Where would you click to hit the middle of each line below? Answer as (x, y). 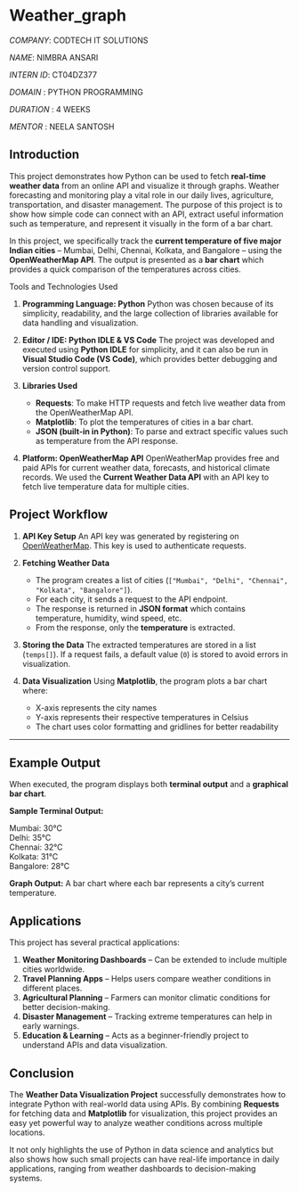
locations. (27, 1132)
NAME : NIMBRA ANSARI (54, 57)
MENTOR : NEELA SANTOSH (62, 127)
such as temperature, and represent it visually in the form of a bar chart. (141, 223)
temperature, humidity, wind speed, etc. (109, 618)
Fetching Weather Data (65, 563)
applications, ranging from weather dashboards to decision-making (133, 1168)
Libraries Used (50, 385)
